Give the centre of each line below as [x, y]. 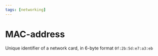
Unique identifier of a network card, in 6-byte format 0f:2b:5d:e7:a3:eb [79, 48]
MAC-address [35, 34]
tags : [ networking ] [26, 10]
